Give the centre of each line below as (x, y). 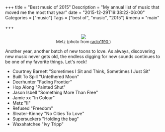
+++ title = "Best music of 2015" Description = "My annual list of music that (82, 7)
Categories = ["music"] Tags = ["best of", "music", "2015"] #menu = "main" (82, 18)
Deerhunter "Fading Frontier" (42, 82)
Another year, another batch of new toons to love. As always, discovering (80, 51)
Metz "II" (21, 103)
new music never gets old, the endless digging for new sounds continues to (83, 56)
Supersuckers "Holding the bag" (45, 119)
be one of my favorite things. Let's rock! (46, 62)
